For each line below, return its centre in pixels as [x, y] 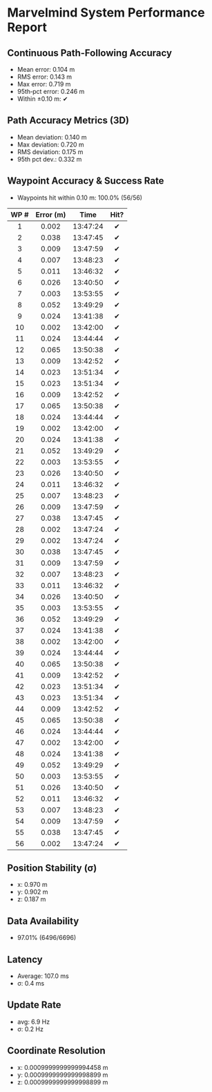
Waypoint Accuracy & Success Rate [86, 181]
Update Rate [34, 1005]
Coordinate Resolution [56, 1051]
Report [27, 27]
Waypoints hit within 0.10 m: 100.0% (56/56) [80, 198]
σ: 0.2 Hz [30, 1029]
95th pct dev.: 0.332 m [49, 159]
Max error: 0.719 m [44, 84]
